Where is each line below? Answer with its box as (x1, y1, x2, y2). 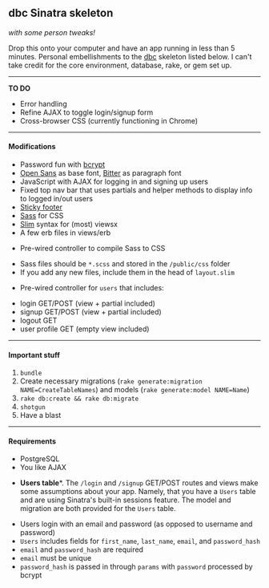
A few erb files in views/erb (19, 228, 110, 237)
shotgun (19, 403, 46, 412)
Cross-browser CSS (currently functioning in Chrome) (19, 116, 199, 125)
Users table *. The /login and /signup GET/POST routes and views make (19, 478, 259, 488)
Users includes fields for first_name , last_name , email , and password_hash (19, 537, 260, 546)
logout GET (19, 316, 58, 326)
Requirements (8, 436, 57, 446)
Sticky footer (19, 202, 62, 212)
